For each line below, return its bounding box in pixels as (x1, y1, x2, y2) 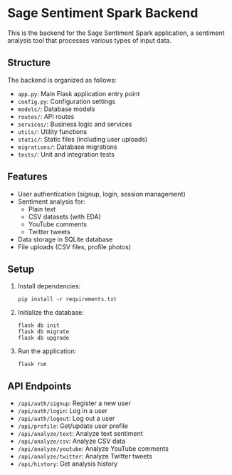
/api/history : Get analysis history (17, 459, 118, 468)
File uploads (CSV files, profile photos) (17, 242, 132, 251)
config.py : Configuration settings (17, 97, 116, 105)
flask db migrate (17, 328, 70, 335)
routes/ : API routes (17, 112, 75, 120)
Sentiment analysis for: (17, 197, 85, 206)
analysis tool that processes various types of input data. (7, 36, 172, 44)
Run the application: (17, 347, 77, 355)
